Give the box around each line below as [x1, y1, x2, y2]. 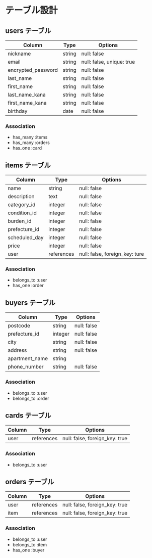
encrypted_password [8, 67, 58, 73]
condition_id [8, 209, 37, 216]
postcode [8, 322, 30, 329]
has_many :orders [12, 139, 50, 146]
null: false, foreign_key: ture [79, 251, 144, 258]
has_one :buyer [12, 547, 45, 553]
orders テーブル [5, 478, 54, 486]
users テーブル [5, 26, 51, 35]
